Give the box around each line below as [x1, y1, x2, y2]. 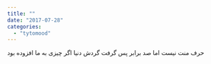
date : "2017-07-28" [7, 17, 64, 24]
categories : [7, 23, 42, 30]
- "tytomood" [13, 29, 51, 37]
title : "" [7, 10, 36, 17]
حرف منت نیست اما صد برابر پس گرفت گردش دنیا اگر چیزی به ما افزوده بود [7, 49, 205, 57]
